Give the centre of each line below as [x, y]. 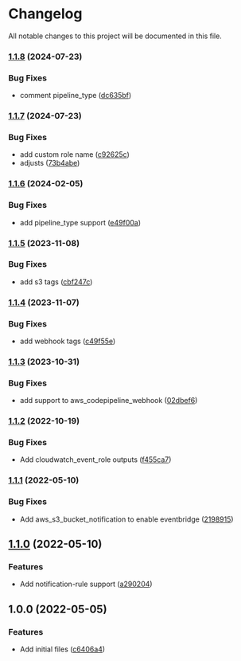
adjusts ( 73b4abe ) [50, 163]
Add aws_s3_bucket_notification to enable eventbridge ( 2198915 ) [126, 519]
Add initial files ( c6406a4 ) [62, 649]
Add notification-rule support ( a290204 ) [86, 584]
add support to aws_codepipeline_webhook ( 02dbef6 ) [109, 401]
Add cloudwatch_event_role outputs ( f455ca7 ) [95, 460]
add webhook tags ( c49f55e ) [68, 341]
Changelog [45, 14]
